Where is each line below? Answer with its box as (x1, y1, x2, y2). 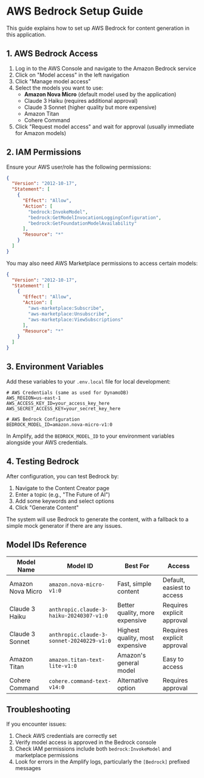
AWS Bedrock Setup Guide (6, 4, 144, 18)
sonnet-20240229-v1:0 (49, 637, 111, 644)
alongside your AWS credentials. (6, 438, 88, 446)
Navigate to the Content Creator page (15, 484, 110, 491)
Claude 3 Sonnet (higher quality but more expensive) (24, 103, 157, 111)
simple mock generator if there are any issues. (6, 522, 123, 529)
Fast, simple (117, 580, 152, 588)
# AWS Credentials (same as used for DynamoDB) (6, 390, 129, 396)
